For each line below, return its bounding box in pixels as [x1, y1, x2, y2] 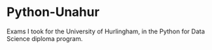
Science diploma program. [6, 34, 84, 42]
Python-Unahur [6, 4, 100, 20]
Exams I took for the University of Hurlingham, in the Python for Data [6, 27, 205, 35]
